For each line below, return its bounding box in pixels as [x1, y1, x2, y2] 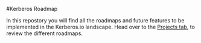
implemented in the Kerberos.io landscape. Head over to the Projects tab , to [6, 24, 195, 30]
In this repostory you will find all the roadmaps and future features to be [6, 17, 185, 24]
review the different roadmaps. [6, 30, 83, 37]
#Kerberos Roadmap [6, 5, 58, 12]
